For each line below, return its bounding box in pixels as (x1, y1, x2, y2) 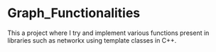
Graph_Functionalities (7, 5, 141, 21)
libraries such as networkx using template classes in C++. (7, 36, 177, 44)
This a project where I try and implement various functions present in (7, 28, 210, 37)
